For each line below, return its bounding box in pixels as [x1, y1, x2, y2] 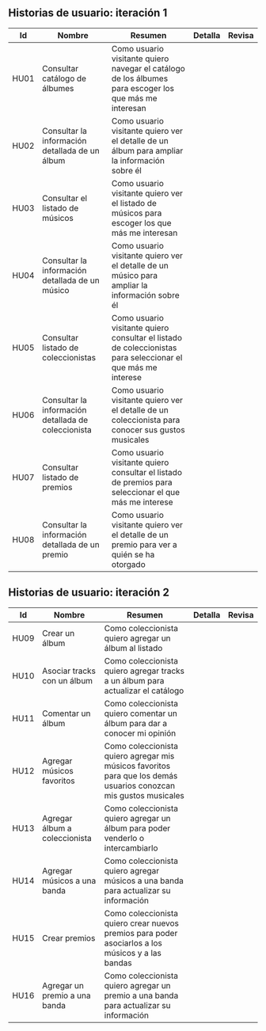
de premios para [111, 477, 173, 488]
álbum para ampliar [111, 145, 184, 156]
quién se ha [111, 549, 155, 560]
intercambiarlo [104, 843, 158, 854]
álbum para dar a [104, 717, 168, 729]
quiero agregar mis [104, 750, 175, 761]
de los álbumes [111, 73, 169, 84]
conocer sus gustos [111, 424, 185, 435]
